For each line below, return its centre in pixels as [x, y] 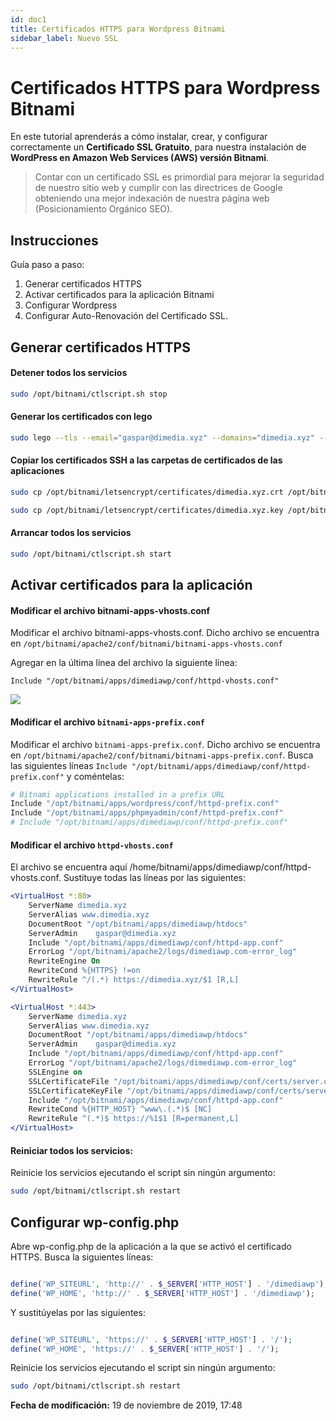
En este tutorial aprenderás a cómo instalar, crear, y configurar [139, 137]
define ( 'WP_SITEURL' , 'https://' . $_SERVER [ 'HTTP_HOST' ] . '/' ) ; [151, 1339]
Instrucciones [54, 240]
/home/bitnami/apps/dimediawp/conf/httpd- [220, 867]
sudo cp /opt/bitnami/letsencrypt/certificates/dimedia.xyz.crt [147, 492]
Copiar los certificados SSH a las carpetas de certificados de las [146, 460]
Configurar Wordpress [71, 305]
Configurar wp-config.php [95, 1222]
